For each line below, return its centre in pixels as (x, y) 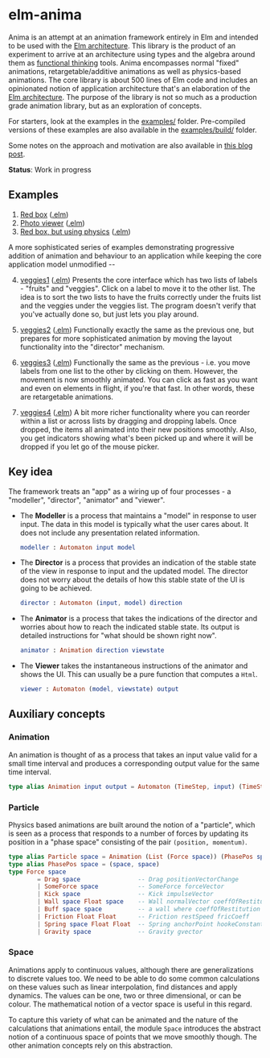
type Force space (37, 872)
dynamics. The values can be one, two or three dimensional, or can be (125, 995)
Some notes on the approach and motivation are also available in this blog (131, 145)
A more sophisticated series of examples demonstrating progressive (121, 247)
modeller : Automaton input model (78, 547)
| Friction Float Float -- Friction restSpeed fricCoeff (143, 916)
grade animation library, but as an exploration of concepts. (105, 106)
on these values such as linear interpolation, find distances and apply (123, 987)
